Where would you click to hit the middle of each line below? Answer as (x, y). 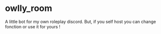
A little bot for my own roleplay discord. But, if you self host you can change (80, 22)
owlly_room (29, 8)
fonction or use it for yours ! (33, 26)
